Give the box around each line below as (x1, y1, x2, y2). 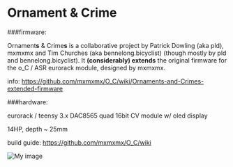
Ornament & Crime (7, 5, 117, 21)
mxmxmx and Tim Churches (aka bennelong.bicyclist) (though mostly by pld (7, 49, 227, 57)
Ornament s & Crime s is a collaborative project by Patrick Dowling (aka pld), (7, 41, 225, 49)
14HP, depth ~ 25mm (7, 125, 68, 133)
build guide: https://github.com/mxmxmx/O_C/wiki (7, 138, 151, 147)
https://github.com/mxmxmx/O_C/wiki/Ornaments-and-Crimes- (21, 77, 204, 85)
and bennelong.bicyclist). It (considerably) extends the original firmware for (7, 56, 227, 64)
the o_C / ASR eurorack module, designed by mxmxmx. (7, 63, 166, 72)
